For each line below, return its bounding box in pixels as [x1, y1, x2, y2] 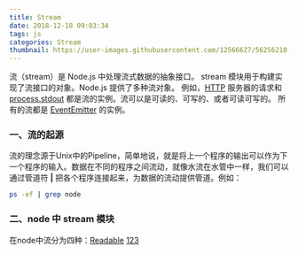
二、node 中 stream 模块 [9, 213, 115, 226]
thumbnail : [9, 46, 50, 55]
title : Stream [9, 12, 62, 22]
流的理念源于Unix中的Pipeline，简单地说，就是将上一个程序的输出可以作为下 [9, 150, 288, 161]
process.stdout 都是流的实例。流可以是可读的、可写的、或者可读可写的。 [9, 94, 277, 104]
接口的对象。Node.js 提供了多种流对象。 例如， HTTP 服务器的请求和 [32, 82, 282, 93]
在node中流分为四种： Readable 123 [9, 235, 139, 245]
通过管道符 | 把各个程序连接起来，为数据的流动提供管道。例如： [9, 173, 242, 183]
